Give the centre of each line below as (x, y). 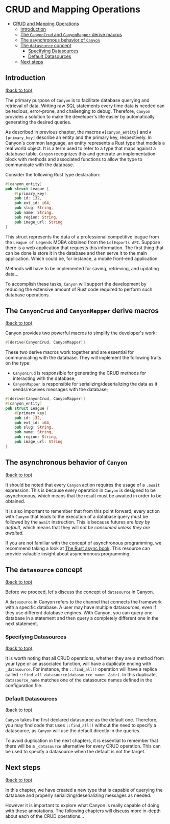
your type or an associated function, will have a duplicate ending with (78, 664)
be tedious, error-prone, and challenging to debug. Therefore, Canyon (78, 111)
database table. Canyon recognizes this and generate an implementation (80, 154)
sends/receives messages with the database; (60, 389)
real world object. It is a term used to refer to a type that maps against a (81, 148)
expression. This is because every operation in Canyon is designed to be (80, 490)
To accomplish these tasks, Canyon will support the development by (76, 284)
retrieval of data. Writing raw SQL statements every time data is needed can (85, 106)
